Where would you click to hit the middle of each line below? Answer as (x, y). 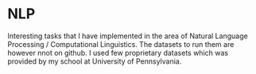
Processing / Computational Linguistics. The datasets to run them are (121, 44)
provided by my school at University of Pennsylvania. (95, 61)
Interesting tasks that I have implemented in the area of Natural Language (128, 36)
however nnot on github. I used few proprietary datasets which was (118, 53)
